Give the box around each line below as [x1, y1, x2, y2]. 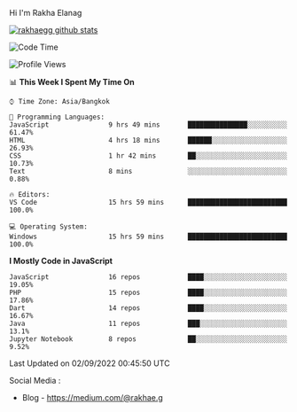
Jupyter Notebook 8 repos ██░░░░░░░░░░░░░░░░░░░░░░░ [9, 335, 288, 344]
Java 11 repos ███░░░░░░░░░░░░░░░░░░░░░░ [9, 319, 288, 328]
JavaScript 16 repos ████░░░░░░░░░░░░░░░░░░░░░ [9, 273, 288, 282]
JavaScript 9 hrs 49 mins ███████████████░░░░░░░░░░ [9, 120, 288, 129]
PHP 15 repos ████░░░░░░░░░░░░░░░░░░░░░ [9, 288, 288, 297]
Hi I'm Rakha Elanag [9, 8, 82, 18]
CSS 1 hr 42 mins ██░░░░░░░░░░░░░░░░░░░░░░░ [9, 152, 288, 160]
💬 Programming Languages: [9, 113, 105, 121]
